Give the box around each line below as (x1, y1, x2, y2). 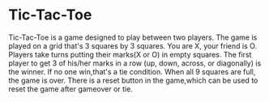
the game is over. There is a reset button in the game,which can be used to (8, 75, 258, 85)
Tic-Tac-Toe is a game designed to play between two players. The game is (8, 32, 258, 42)
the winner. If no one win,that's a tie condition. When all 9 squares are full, (8, 66, 256, 76)
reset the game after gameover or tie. (8, 83, 134, 94)
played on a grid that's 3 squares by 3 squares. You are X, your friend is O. (8, 40, 258, 50)
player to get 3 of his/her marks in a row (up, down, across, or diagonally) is (8, 58, 262, 68)
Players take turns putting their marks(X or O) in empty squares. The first (8, 49, 252, 59)
